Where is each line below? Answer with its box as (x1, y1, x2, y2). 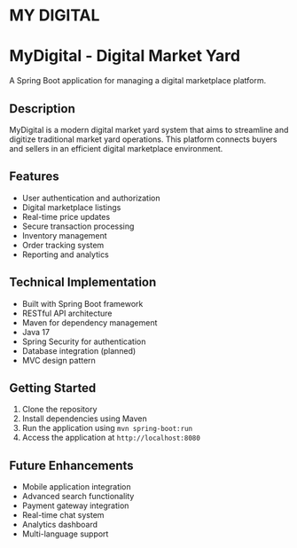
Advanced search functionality (21, 491, 135, 502)
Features (9, 169, 59, 184)
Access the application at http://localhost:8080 (21, 432, 201, 443)
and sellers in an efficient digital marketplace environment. (9, 143, 223, 153)
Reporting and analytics (21, 249, 109, 260)
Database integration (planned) (21, 345, 137, 356)
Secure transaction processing (21, 221, 135, 231)
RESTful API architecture (21, 308, 113, 318)
